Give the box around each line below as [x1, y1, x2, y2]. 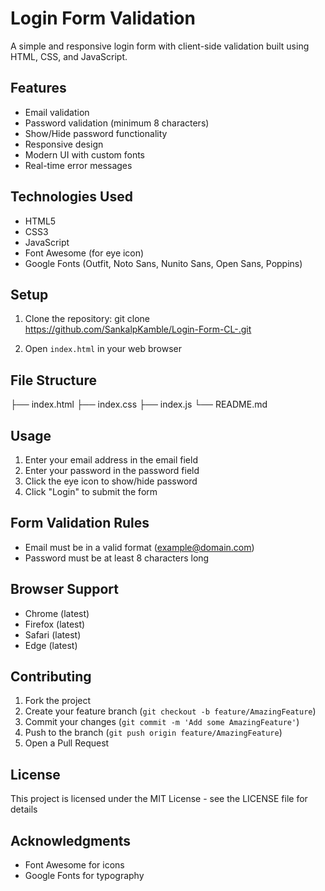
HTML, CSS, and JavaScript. [10, 50, 128, 62]
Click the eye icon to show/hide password [24, 475, 198, 487]
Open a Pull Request [24, 737, 110, 749]
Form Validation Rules [10, 515, 150, 532]
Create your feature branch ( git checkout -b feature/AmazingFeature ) [24, 705, 317, 717]
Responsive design [24, 138, 104, 150]
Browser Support [10, 581, 120, 598]
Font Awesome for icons [24, 859, 125, 871]
